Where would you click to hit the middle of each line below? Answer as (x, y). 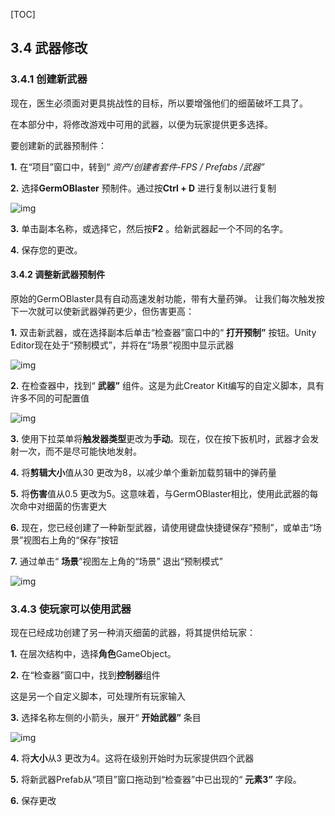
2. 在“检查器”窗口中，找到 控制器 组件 (85, 675)
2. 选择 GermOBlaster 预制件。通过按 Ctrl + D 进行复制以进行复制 (143, 188)
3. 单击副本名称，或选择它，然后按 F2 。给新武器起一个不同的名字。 (149, 228)
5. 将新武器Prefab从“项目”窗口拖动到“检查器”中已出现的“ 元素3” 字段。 (156, 780)
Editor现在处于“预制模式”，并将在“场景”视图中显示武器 (122, 345)
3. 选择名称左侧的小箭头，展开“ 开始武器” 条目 (106, 718)
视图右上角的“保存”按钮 (71, 540)
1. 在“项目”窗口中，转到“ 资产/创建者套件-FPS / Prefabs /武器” (137, 166)
